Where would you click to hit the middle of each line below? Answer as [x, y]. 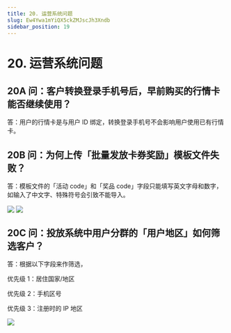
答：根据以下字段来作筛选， [47, 264]
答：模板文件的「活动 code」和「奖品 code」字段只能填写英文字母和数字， [115, 186]
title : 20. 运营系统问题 [40, 14]
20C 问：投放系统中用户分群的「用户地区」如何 [109, 233]
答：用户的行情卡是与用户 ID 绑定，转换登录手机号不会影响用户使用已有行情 [115, 122]
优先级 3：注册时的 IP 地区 [45, 309]
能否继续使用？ [39, 104]
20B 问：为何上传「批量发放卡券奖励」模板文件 [109, 155]
